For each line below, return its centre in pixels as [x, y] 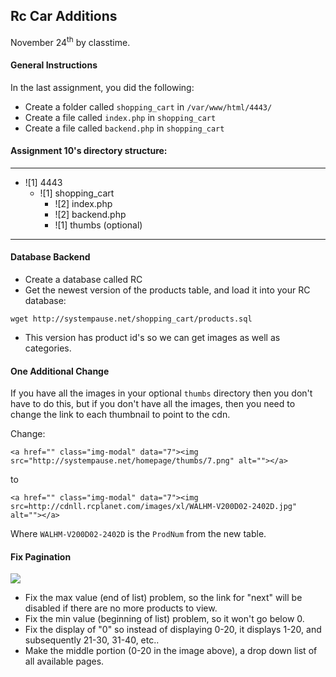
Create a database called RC [83, 280]
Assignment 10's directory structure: [89, 151]
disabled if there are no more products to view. [121, 608]
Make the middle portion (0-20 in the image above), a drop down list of [171, 651]
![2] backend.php [90, 214]
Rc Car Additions [64, 16]
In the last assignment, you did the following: [102, 87]
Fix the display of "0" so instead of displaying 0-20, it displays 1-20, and [173, 630]
